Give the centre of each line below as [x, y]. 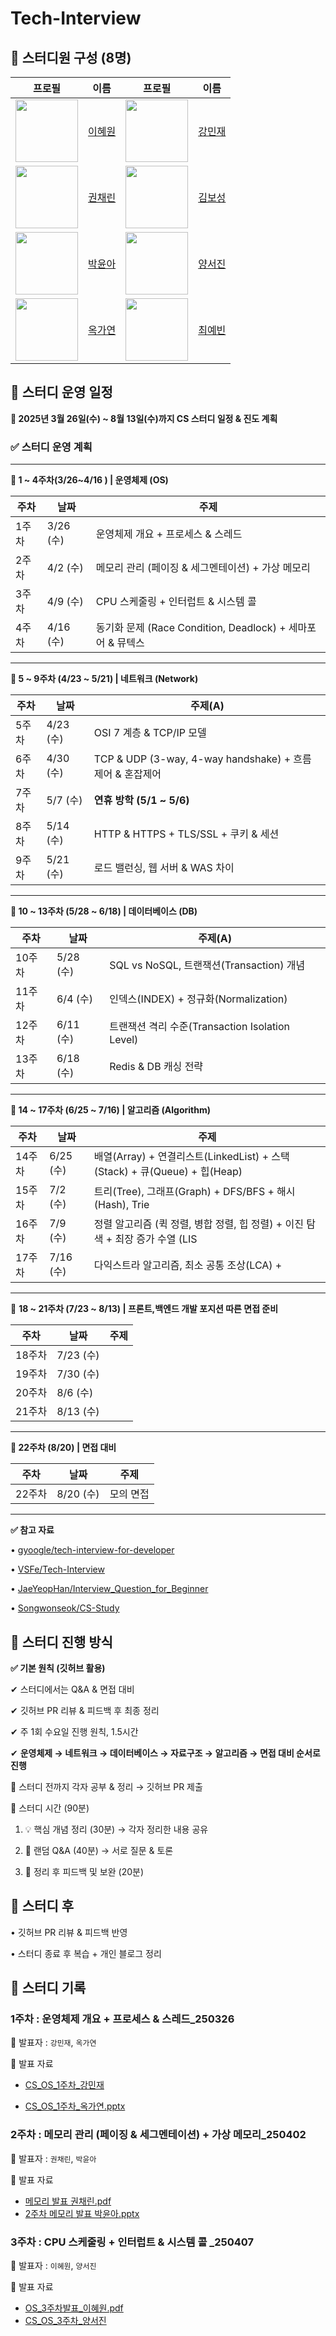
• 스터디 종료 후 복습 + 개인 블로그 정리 [86, 1953]
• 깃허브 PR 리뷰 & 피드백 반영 [69, 1932]
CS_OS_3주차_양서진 [65, 2321]
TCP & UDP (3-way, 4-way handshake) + [192, 759]
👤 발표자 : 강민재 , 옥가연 [53, 2043]
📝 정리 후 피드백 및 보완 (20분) [84, 1871]
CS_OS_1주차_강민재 [64, 2085]
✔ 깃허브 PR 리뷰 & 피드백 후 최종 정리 [85, 1710]
